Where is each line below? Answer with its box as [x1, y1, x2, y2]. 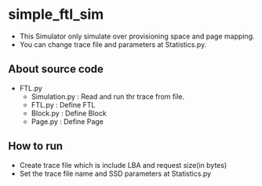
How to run [8, 140, 64, 153]
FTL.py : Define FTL [31, 100, 96, 109]
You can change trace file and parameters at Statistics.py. [19, 39, 207, 49]
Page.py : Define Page [31, 116, 104, 126]
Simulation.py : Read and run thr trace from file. [31, 92, 185, 101]
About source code [8, 63, 104, 76]
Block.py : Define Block [31, 108, 107, 118]
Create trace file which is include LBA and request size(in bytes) [19, 160, 227, 170]
